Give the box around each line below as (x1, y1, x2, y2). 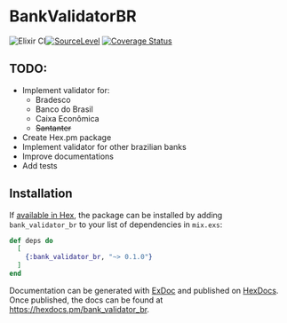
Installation (9, 186, 73, 201)
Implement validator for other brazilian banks (21, 141, 187, 152)
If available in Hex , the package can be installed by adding (9, 209, 223, 220)
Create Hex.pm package (21, 131, 112, 143)
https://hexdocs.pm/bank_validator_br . (9, 303, 149, 314)
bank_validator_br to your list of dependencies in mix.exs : (9, 219, 223, 230)
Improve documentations (21, 151, 114, 161)
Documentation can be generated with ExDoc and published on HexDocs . (9, 285, 279, 295)
